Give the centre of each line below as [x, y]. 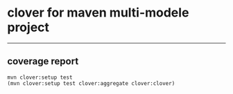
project [28, 27]
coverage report [43, 61]
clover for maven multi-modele [98, 13]
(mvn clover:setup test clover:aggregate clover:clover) [91, 83]
